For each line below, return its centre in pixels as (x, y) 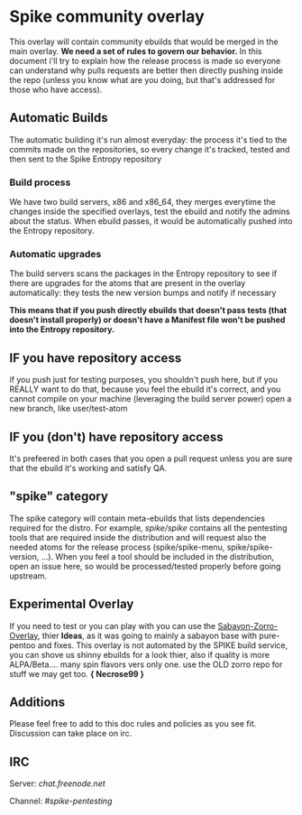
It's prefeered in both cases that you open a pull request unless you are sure (151, 458)
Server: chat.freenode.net (57, 783)
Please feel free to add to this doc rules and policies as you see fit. (133, 724)
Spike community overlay (107, 17)
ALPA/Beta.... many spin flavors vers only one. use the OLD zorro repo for (146, 664)
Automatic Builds (59, 118)
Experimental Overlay (72, 604)
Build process (40, 182)
